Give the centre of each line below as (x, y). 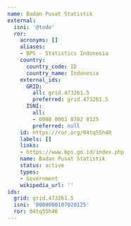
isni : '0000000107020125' (52, 205)
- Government (39, 179)
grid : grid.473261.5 (44, 198)
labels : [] (36, 139)
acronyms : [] (39, 40)
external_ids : (40, 80)
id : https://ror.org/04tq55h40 (66, 132)
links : (30, 146)
